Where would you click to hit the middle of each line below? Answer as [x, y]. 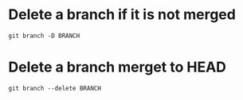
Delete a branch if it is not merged [122, 15]
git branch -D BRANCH [44, 36]
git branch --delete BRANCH [55, 88]
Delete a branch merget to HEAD [118, 67]
